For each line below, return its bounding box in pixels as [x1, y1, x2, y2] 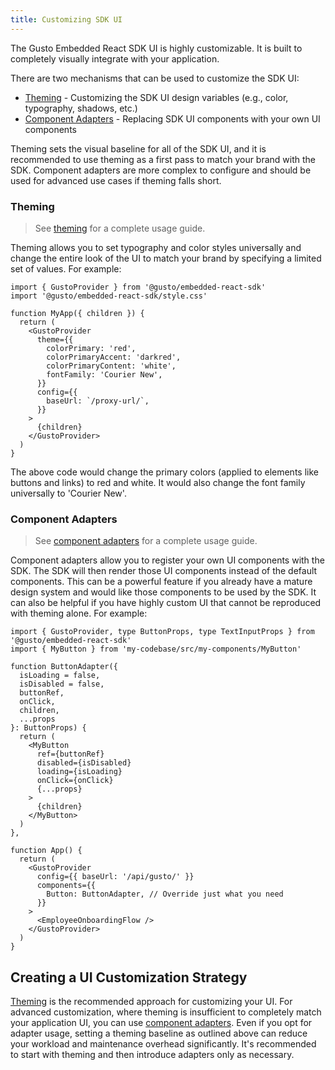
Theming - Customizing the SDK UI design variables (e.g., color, [24, 91, 289, 103]
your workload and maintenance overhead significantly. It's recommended [10, 1038, 317, 1050]
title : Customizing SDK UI [10, 14, 123, 25]
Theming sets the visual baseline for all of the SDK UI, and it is [10, 142, 267, 155]
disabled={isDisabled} [36, 758, 132, 768]
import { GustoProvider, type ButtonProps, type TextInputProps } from [10, 627, 315, 637]
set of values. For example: [10, 262, 122, 275]
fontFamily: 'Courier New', [46, 369, 163, 380]
